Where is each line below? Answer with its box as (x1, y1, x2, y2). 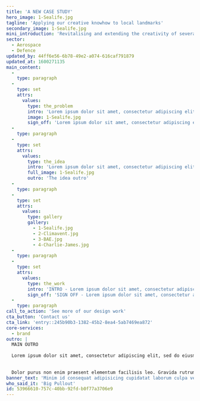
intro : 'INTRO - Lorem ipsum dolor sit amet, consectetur (27, 286, 174, 292)
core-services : (6, 325, 44, 331)
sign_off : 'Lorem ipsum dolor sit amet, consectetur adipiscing (27, 120, 190, 126)
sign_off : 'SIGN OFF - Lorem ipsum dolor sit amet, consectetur (27, 292, 190, 298)
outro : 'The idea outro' (27, 175, 89, 181)
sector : (6, 36, 26, 42)
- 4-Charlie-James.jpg (32, 242, 89, 248)
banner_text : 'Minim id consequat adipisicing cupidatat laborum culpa (6, 375, 187, 381)
